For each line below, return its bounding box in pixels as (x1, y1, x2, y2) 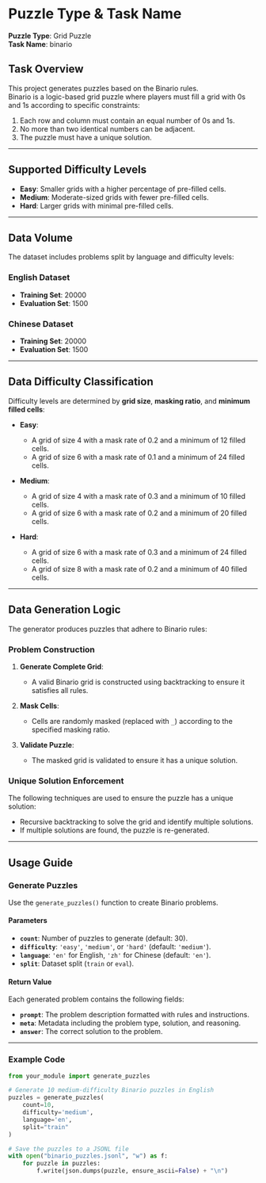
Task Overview (8, 63, 84, 76)
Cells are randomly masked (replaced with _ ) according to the (31, 716, 234, 725)
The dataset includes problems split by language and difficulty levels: (8, 252, 235, 262)
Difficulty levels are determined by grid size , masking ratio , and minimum (8, 396, 251, 405)
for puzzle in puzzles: (22, 1159, 101, 1168)
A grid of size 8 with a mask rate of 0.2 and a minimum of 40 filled (31, 564, 248, 573)
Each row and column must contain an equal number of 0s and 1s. (19, 116, 235, 125)
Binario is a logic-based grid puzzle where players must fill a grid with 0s (8, 92, 246, 101)
